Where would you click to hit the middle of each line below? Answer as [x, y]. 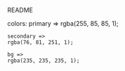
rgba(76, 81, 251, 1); [40, 42]
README [20, 10]
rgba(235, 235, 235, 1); [44, 61]
